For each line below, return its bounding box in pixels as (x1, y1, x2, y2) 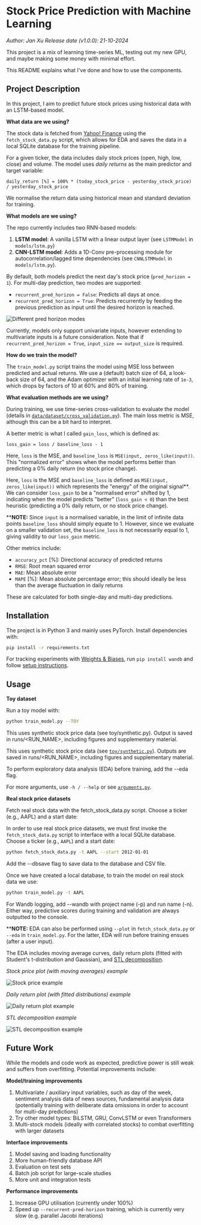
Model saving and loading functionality (14, 1150, 111, 1158)
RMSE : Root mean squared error (14, 562, 91, 569)
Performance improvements (6, 1187, 78, 1194)
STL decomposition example (6, 1014, 77, 1021)
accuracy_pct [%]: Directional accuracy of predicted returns (14, 556, 163, 563)
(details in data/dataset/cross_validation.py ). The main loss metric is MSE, (6, 412, 194, 419)
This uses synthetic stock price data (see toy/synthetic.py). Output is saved (6, 729, 193, 737)
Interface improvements (6, 1138, 68, 1146)
